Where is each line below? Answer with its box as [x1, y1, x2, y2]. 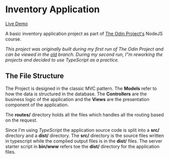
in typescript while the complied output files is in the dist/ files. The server [5, 137, 162, 144]
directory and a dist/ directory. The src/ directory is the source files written [5, 132, 164, 138]
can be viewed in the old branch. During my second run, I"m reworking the [5, 51, 163, 57]
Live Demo [5, 21, 28, 27]
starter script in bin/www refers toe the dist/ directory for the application [5, 143, 160, 149]
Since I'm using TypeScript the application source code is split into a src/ [5, 127, 160, 133]
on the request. [5, 117, 37, 123]
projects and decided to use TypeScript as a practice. [5, 56, 119, 63]
